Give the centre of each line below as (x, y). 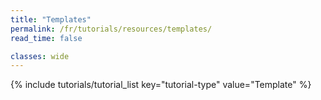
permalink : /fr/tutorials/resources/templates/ (111, 29)
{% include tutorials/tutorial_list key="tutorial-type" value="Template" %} (161, 85)
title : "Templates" (51, 19)
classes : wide (40, 56)
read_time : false (46, 38)
